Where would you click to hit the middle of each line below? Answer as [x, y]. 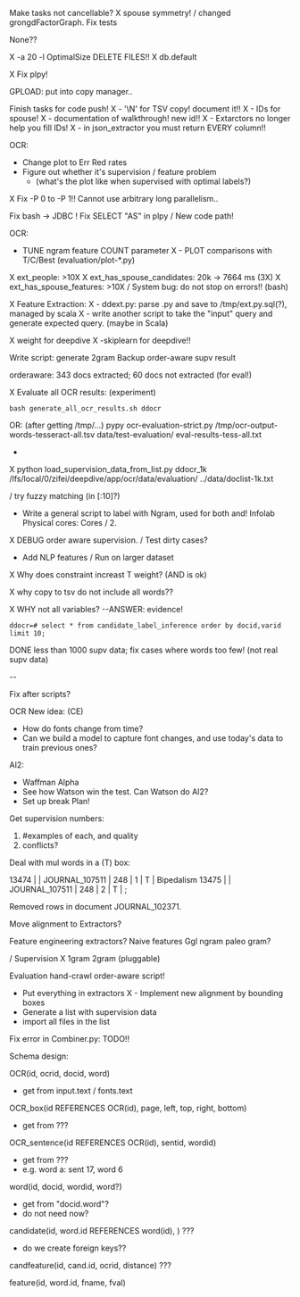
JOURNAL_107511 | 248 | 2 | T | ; [68, 889]
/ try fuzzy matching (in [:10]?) [65, 496]
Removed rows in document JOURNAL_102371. [96, 906]
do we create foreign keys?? [74, 1248]
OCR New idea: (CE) [46, 711]
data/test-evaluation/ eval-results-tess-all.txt [179, 435]
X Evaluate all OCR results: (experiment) [83, 392]
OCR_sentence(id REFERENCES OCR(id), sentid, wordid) [113, 1143]
